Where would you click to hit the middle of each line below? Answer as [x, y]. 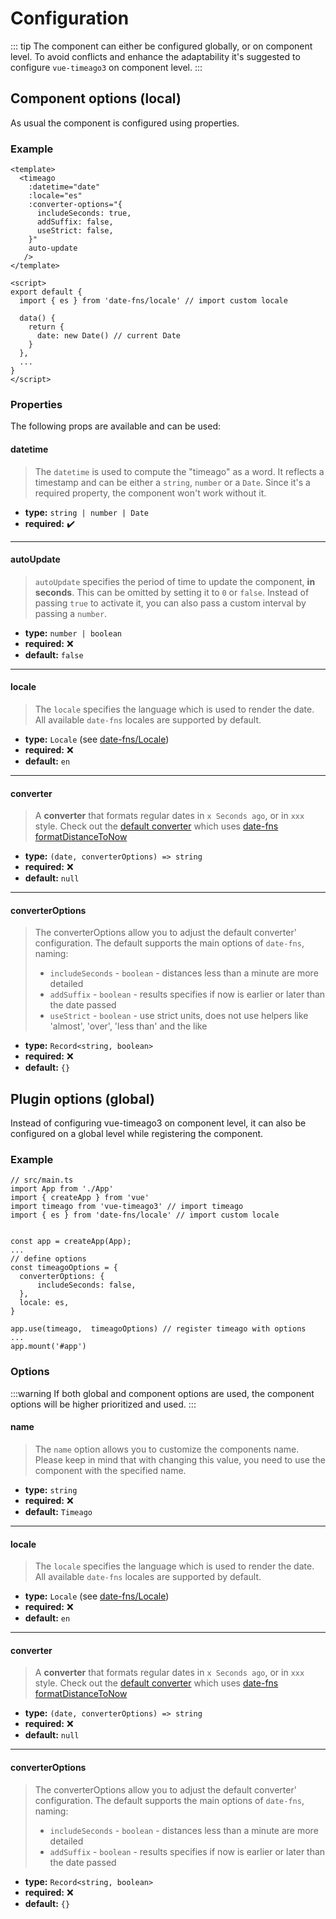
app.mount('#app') [48, 1347]
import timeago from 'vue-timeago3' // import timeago [127, 1207]
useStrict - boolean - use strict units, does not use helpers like [179, 1016]
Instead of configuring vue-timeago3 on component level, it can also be [158, 1123]
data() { [37, 318]
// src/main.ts [42, 1180]
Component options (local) [96, 98]
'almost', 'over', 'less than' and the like [128, 1026]
